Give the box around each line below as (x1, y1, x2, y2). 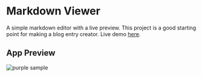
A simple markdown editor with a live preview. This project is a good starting (6, 24, 197, 31)
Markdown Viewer (6, 4, 101, 18)
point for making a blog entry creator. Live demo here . (6, 30, 141, 37)
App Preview (6, 48, 56, 58)
